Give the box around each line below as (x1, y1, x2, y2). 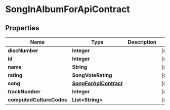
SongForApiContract (72, 80, 123, 87)
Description (127, 39, 157, 45)
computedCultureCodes (8, 96, 67, 103)
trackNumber (8, 88, 41, 95)
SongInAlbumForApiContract (5, 4, 130, 15)
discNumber (8, 47, 38, 54)
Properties (5, 24, 39, 32)
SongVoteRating (72, 72, 112, 79)
